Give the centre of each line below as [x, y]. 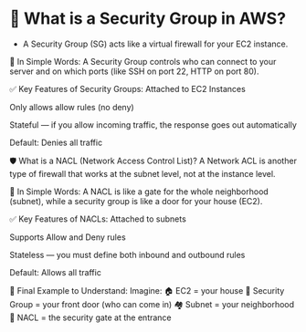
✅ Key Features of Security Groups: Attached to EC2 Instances [128, 88]
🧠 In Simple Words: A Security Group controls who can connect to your [143, 61]
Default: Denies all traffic [56, 142]
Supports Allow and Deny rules [68, 237]
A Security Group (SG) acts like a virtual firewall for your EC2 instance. [155, 44]
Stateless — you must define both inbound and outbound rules [127, 254]
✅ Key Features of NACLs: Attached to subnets [98, 219]
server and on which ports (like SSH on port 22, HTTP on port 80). [134, 71]
